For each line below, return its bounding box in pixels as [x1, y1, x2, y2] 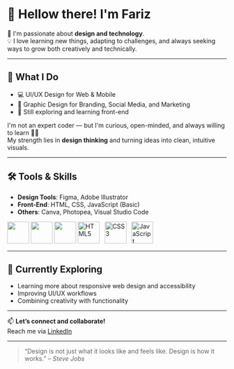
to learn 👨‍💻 [7, 128, 40, 136]
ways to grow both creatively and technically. [7, 45, 137, 53]
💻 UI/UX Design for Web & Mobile [17, 90, 116, 98]
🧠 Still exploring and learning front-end [17, 107, 129, 116]
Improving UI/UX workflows [17, 289, 97, 298]
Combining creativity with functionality [17, 297, 129, 305]
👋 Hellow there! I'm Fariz [7, 6, 151, 22]
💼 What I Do [7, 71, 59, 83]
